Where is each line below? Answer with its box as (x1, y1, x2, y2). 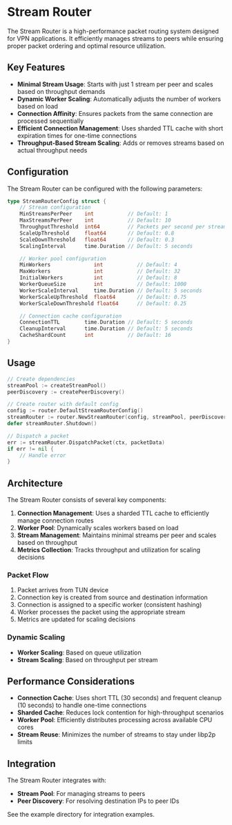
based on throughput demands (17, 87, 106, 95)
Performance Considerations (7, 676, 135, 688)
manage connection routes (17, 516, 95, 525)
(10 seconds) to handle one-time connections (17, 701, 147, 710)
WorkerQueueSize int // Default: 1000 (19, 281, 187, 288)
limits (17, 738, 33, 746)
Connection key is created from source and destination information (17, 593, 209, 601)
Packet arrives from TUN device (17, 586, 109, 594)
